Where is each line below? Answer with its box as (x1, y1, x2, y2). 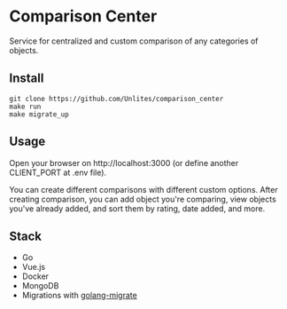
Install (9, 71, 44, 86)
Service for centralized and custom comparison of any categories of (9, 36, 259, 46)
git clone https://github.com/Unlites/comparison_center (9, 94, 224, 103)
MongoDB (21, 281, 59, 291)
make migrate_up (9, 109, 69, 119)
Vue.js (21, 262, 46, 273)
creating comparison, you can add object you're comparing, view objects (9, 194, 276, 204)
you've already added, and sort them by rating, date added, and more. (9, 202, 266, 214)
